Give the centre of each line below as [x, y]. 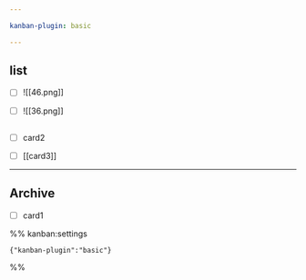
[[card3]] [40, 156]
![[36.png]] [43, 111]
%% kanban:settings [49, 234]
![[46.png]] [43, 93]
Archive [32, 193]
